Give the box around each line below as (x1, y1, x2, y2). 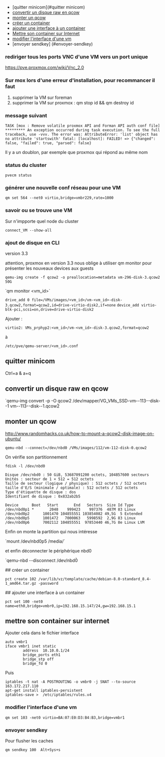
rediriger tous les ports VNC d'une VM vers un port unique (5, 53, 148, 60)
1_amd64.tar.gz (5, 581, 37, 586)
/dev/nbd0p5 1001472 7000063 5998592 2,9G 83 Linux (5, 515, 136, 520)
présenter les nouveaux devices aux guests (5, 265, 94, 271)
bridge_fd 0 (23, 661, 48, 666)
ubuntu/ (5, 436, 21, 442)
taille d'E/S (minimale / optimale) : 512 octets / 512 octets (5, 485, 138, 490)
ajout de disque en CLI (5, 239, 60, 246)
